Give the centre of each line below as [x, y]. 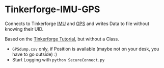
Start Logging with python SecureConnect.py [58, 59]
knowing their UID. [24, 29]
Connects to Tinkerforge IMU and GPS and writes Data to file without [77, 24]
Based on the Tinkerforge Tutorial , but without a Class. [62, 39]
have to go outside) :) [34, 54]
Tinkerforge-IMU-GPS [52, 9]
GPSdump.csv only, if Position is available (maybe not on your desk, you [86, 49]
